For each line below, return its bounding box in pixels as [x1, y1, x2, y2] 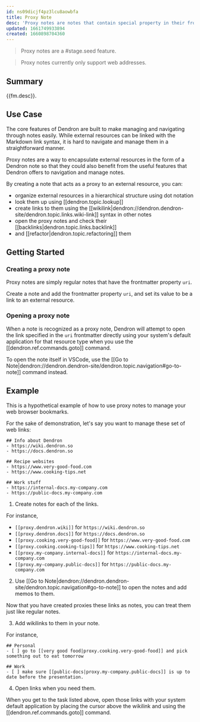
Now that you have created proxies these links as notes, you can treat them [6, 601, 192, 608]
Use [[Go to [14, 577, 43, 585]
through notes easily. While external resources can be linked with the [6, 131, 176, 139]
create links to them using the [14, 204, 88, 212]
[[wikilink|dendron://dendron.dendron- [89, 204, 184, 212]
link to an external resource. [6, 296, 75, 304]
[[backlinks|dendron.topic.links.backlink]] [14, 224, 117, 231]
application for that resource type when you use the [6, 338, 133, 345]
